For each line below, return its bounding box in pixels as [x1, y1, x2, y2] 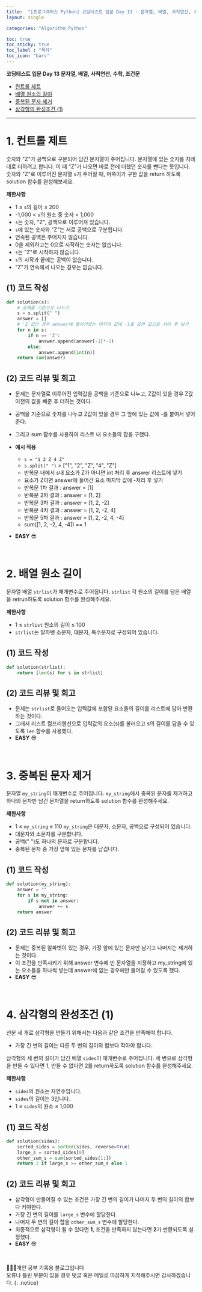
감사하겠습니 [161, 1272, 191, 1279]
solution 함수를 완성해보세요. [6, 178, 74, 185]
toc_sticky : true [6, 41, 50, 48]
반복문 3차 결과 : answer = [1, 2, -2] [23, 499, 109, 507]
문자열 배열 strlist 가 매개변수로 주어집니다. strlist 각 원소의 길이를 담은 [6, 588, 180, 595]
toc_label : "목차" [6, 47, 53, 53]
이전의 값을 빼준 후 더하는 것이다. [14, 398, 92, 405]
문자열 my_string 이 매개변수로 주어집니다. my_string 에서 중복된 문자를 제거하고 [6, 790, 193, 797]
